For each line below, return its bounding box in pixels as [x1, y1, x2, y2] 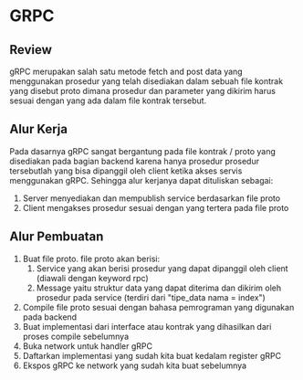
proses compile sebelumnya [22, 331, 130, 342]
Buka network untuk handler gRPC [22, 340, 153, 352]
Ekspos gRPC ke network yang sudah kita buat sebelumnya [22, 360, 247, 371]
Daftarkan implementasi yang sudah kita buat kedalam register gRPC [22, 350, 282, 361]
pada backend [22, 311, 78, 322]
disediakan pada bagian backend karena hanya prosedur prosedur [9, 155, 260, 166]
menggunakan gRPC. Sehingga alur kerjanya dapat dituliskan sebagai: [9, 174, 274, 185]
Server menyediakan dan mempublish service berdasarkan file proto [22, 193, 281, 204]
